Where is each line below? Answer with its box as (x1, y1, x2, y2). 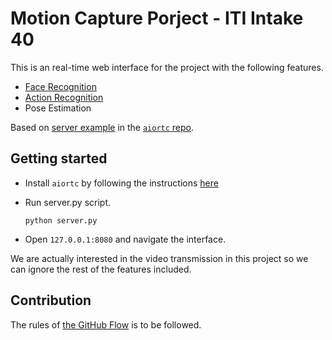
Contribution (10, 292, 92, 309)
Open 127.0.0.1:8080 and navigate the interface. (24, 233, 227, 245)
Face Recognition (24, 80, 97, 92)
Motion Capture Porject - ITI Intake (10, 7, 304, 30)
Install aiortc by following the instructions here (24, 177, 219, 189)
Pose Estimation (24, 102, 92, 114)
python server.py (24, 215, 98, 226)
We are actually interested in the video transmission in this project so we (10, 252, 309, 264)
